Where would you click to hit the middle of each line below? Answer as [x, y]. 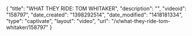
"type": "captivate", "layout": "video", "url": [58, 21]
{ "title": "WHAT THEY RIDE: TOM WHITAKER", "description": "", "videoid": [96, 9]
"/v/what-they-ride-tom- [141, 21]
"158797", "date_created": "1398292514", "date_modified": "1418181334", [95, 15]
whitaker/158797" [27, 27]
